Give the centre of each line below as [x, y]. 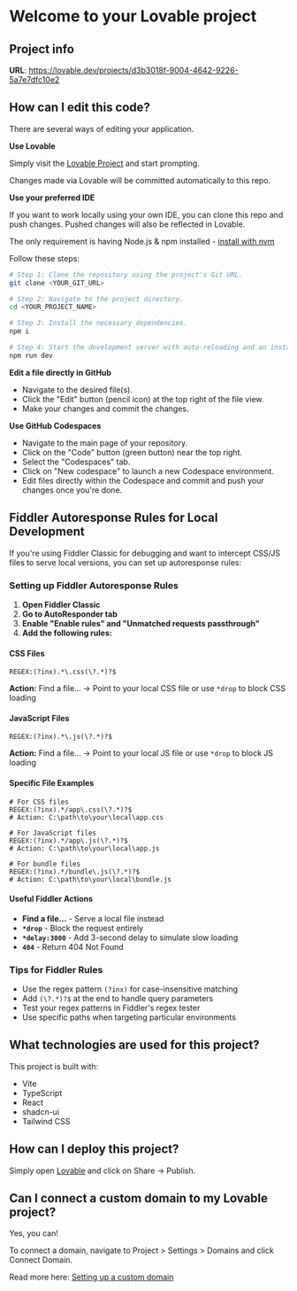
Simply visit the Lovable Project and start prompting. [105, 163]
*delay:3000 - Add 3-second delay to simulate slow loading [130, 937]
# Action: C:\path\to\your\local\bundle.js [91, 879]
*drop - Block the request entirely [83, 928]
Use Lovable [32, 146]
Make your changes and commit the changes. [105, 408]
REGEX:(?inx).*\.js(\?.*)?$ [61, 737]
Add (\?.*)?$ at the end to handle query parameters [118, 999]
